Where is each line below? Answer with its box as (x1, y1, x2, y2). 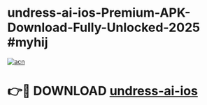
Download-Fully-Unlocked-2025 (7, 19, 201, 35)
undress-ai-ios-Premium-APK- (7, 5, 191, 21)
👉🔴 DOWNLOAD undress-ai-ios (7, 83, 198, 99)
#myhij (7, 35, 48, 50)
